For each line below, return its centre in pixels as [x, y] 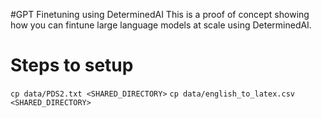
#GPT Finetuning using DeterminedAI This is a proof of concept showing [160, 14]
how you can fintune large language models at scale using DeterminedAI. [161, 25]
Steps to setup [72, 65]
